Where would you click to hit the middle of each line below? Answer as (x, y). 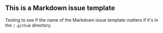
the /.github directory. (28, 25)
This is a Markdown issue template (60, 8)
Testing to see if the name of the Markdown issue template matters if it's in (82, 20)
